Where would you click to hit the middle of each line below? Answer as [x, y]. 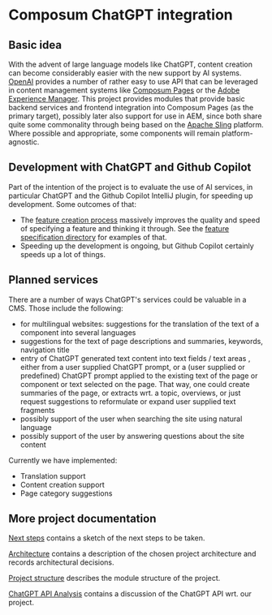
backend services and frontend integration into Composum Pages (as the [131, 108]
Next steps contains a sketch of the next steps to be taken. [107, 538]
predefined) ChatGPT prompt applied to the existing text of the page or [139, 376]
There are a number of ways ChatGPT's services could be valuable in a [127, 299]
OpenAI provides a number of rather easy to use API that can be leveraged [133, 82]
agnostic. [24, 142]
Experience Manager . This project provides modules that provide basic [127, 99]
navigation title [45, 350]
